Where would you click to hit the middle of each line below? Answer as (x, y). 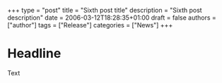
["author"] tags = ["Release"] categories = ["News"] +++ (90, 25)
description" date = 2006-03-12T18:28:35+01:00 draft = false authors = (112, 18)
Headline (34, 54)
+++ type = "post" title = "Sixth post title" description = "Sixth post (105, 10)
